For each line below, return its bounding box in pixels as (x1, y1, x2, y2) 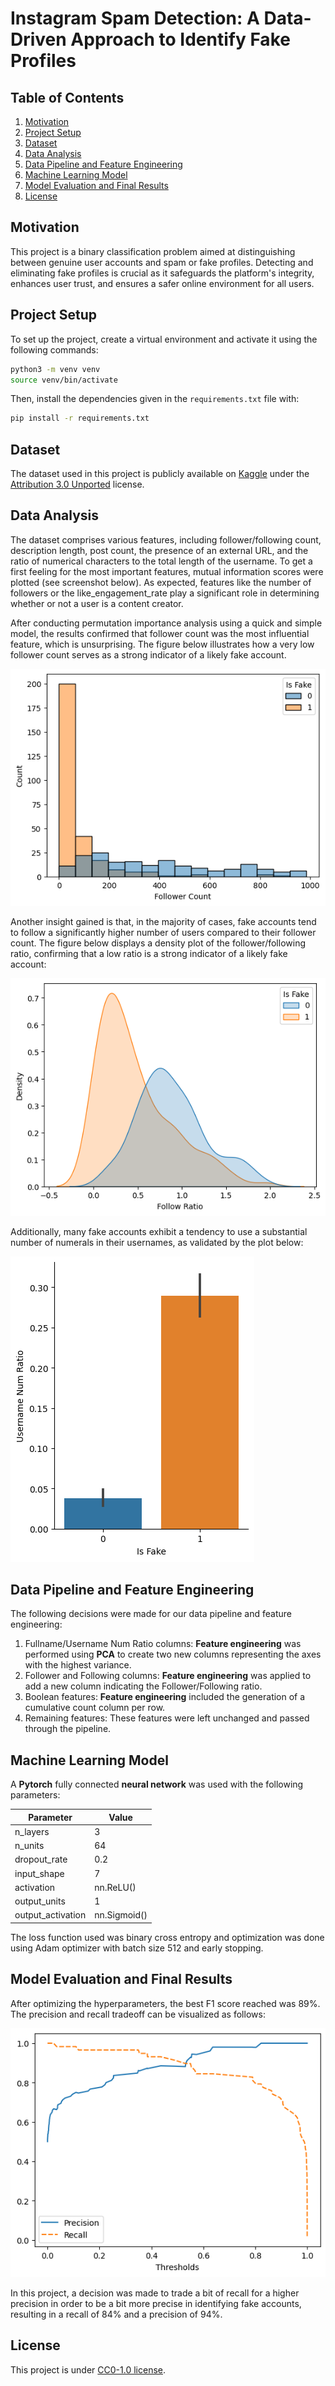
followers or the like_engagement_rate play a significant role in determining (10, 587, 320, 599)
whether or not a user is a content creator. (10, 597, 184, 609)
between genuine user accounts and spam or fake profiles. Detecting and (10, 256, 314, 268)
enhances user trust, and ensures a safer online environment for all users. (10, 277, 315, 289)
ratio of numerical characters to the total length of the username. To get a (10, 555, 313, 567)
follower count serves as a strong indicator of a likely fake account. (10, 648, 287, 661)
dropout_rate (14, 1853, 68, 1866)
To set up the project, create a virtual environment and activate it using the (10, 333, 318, 345)
